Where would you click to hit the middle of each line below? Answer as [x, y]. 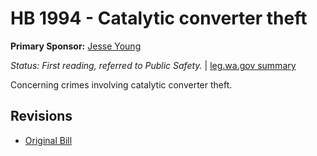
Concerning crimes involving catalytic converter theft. [121, 84]
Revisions [41, 116]
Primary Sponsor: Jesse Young [76, 46]
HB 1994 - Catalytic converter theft [159, 18]
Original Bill [48, 140]
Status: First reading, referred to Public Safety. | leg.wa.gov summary [153, 65]
